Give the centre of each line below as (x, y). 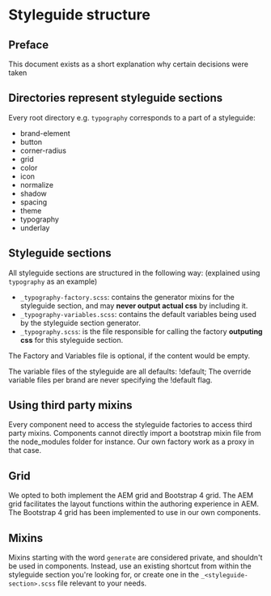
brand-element (45, 133)
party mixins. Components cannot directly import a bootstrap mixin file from (135, 433)
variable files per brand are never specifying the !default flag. (110, 380)
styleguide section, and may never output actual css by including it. (134, 306)
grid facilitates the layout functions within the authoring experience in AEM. (133, 504)
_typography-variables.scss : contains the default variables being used (138, 314)
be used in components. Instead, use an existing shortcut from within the (130, 566)
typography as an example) (53, 281)
